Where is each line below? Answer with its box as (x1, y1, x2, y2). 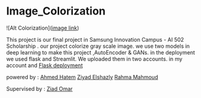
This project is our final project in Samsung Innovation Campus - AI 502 (6, 36, 184, 43)
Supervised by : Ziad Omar (6, 85, 73, 92)
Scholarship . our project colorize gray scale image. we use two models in (6, 42, 190, 50)
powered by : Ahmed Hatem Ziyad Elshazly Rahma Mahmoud (6, 73, 158, 80)
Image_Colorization (6, 4, 106, 18)
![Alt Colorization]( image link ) (6, 24, 80, 31)
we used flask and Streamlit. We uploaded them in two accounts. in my (6, 55, 183, 62)
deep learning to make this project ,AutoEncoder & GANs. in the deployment (6, 48, 195, 56)
